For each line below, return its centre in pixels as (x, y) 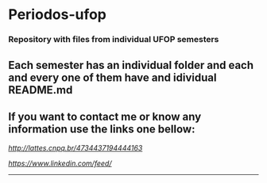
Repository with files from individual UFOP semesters (114, 40)
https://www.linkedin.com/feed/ (60, 163)
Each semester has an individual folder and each (131, 65)
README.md (41, 90)
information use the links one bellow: (102, 129)
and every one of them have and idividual (112, 77)
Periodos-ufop (58, 15)
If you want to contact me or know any (105, 116)
